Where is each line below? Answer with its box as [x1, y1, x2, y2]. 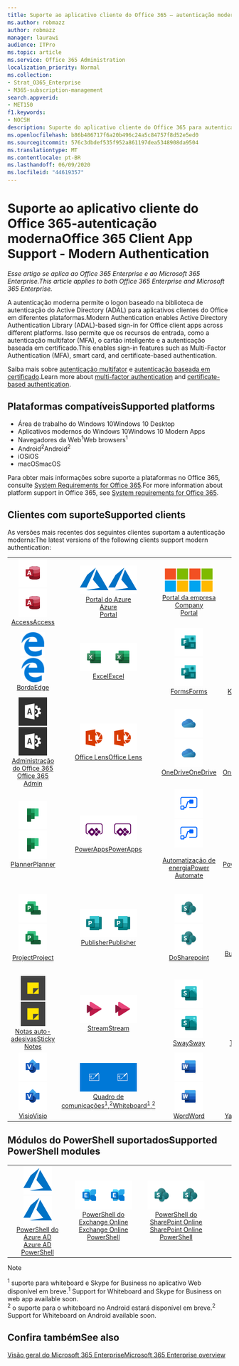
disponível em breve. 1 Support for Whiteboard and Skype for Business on [7, 1286, 222, 1296]
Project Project [11, 953, 54, 961]
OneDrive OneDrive [161, 768, 217, 777]
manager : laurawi [7, 34, 59, 41]
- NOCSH [7, 117, 31, 124]
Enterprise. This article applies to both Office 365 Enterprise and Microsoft [7, 277, 225, 285]
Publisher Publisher [80, 939, 137, 947]
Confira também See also [7, 1332, 119, 1344]
